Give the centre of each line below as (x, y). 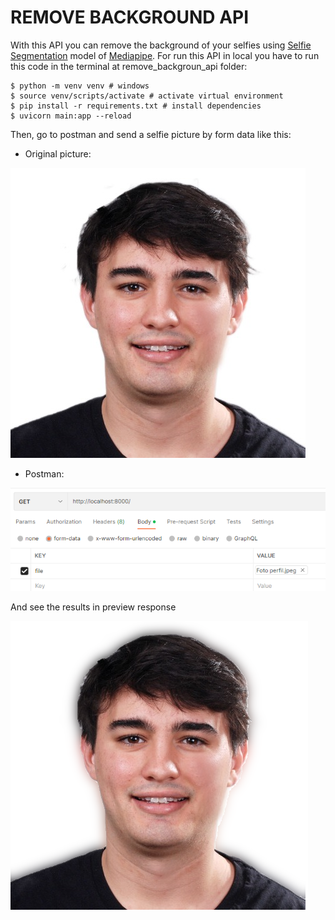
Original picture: (58, 153)
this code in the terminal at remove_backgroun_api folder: (129, 66)
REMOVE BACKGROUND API (130, 17)
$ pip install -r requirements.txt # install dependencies (136, 106)
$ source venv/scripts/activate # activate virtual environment (147, 96)
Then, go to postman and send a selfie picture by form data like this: (151, 134)
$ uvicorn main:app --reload (71, 116)
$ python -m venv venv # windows (80, 86)
